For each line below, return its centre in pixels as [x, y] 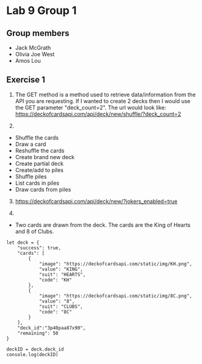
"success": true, [39, 248]
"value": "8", [57, 301]
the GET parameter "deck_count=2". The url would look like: [91, 107]
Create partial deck [39, 163]
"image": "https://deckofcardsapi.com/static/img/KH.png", [115, 264]
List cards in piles [37, 183]
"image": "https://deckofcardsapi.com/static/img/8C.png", [115, 296]
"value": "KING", [61, 269]
